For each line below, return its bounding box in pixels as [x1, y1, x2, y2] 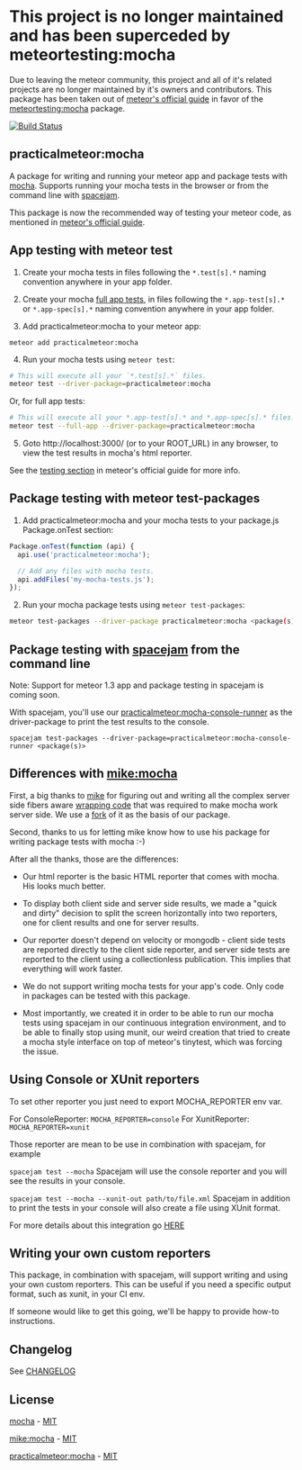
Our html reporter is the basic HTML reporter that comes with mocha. [22, 870, 280, 881]
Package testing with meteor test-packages [9, 491, 261, 506]
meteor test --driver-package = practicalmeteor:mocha [9, 380, 211, 389]
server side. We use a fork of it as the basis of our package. [9, 808, 231, 820]
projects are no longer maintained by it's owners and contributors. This [9, 84, 272, 95]
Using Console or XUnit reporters [9, 1072, 200, 1087]
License [9, 1392, 55, 1407]
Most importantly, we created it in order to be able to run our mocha [22, 1007, 274, 1018]
